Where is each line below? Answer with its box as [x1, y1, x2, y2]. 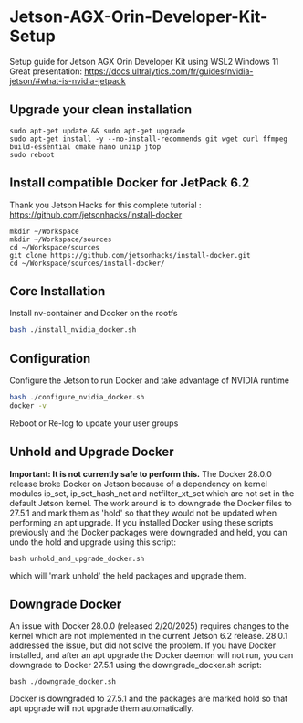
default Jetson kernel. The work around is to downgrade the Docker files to [9, 497, 292, 508]
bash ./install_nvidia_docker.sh [9, 325, 137, 335]
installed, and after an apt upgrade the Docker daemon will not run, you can [9, 650, 294, 661]
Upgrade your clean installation [9, 102, 193, 118]
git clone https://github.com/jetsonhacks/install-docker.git [9, 250, 251, 260]
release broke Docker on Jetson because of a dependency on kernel [9, 478, 267, 489]
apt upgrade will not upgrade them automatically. [9, 703, 194, 714]
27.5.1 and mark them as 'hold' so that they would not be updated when [9, 507, 277, 518]
